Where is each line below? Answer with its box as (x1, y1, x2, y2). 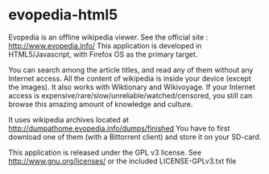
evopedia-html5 (8, 6, 118, 24)
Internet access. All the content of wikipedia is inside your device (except (8, 73, 251, 83)
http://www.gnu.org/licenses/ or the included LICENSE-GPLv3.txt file (8, 155, 237, 166)
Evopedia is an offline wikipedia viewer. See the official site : (8, 32, 209, 42)
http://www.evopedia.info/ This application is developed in (8, 40, 202, 50)
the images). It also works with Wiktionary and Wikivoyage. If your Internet (8, 82, 256, 92)
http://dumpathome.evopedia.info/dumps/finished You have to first (8, 123, 230, 133)
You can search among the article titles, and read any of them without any (8, 64, 254, 74)
